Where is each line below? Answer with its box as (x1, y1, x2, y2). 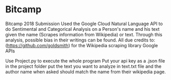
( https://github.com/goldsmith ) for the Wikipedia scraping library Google (5, 42, 158, 48)
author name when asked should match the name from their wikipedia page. (5, 68, 166, 75)
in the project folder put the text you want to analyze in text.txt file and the (5, 63, 162, 69)
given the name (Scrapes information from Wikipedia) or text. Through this (5, 31, 163, 37)
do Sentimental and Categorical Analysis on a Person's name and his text (5, 26, 160, 32)
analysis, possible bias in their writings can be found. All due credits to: (5, 37, 155, 43)
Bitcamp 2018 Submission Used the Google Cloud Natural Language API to (5, 21, 163, 27)
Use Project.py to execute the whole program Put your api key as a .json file (5, 57, 165, 64)
